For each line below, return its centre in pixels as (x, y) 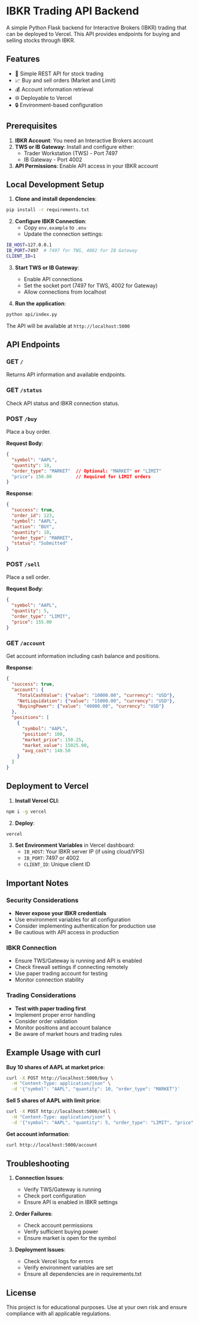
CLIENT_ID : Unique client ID (57, 864)
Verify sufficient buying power (61, 1232)
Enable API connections (53, 279)
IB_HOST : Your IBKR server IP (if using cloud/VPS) (84, 852)
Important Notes (37, 883)
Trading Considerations (41, 995)
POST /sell (23, 565)
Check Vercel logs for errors (59, 1261)
